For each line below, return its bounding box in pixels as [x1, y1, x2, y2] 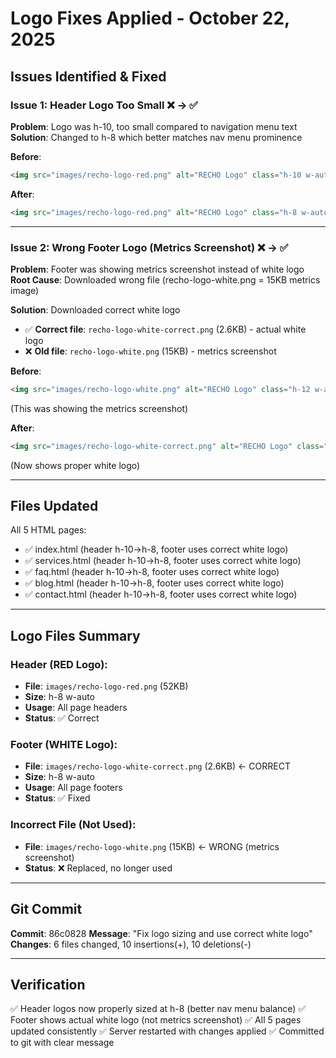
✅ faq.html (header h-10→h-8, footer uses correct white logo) [24, 566, 280, 578]
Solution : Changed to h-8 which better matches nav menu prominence [10, 131, 303, 143]
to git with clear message [10, 1037, 115, 1049]
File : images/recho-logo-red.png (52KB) [24, 680, 189, 692]
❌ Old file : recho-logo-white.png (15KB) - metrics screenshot [24, 345, 277, 357]
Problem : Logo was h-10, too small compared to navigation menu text [10, 120, 298, 132]
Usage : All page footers [24, 782, 123, 794]
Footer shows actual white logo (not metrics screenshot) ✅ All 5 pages [10, 1014, 302, 1026]
